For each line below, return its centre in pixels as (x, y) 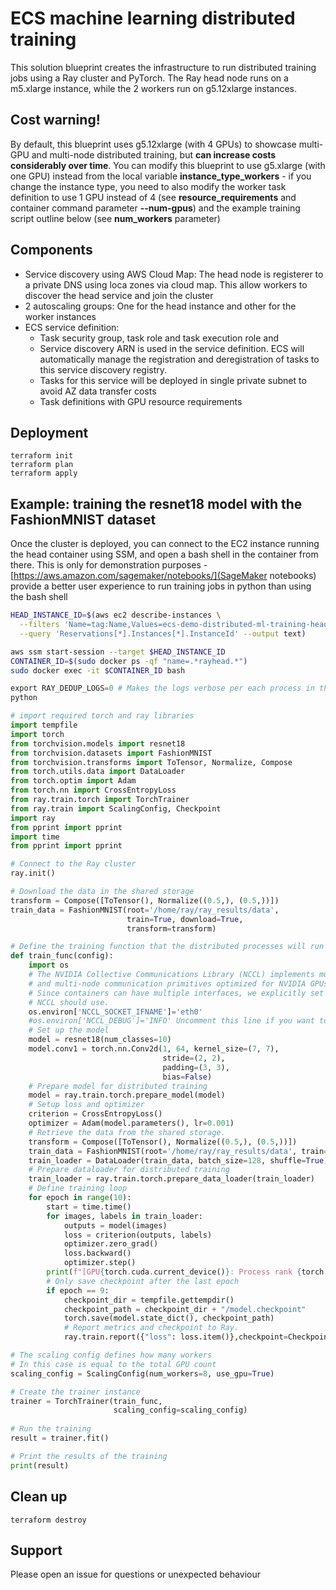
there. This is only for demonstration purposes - (109, 565)
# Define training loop (78, 1188)
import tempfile (44, 725)
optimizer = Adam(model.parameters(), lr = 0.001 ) (131, 1123)
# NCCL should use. (69, 1002)
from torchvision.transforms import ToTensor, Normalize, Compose (151, 762)
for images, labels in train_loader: (124, 1216)
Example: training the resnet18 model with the (156, 503)
